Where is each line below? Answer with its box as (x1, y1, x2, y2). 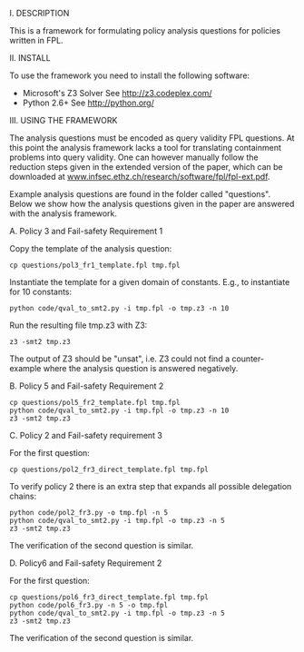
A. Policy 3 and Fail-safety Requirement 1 (9, 226, 163, 236)
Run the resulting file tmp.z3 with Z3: (9, 320, 148, 331)
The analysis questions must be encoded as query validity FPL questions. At (9, 133, 295, 143)
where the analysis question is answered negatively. (43, 363, 239, 373)
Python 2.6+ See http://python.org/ (22, 97, 154, 108)
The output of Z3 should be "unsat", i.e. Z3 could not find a (9, 353, 230, 364)
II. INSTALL (9, 53, 52, 63)
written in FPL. (9, 35, 64, 45)
